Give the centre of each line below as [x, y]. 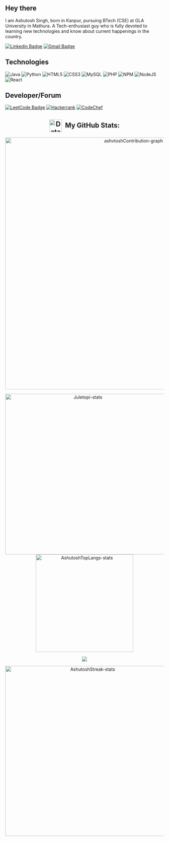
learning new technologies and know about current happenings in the [77, 31]
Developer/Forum [33, 95]
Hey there [21, 8]
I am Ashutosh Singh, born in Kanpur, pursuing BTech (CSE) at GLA [75, 20]
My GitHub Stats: [92, 125]
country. [14, 36]
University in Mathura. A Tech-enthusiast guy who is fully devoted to [76, 26]
